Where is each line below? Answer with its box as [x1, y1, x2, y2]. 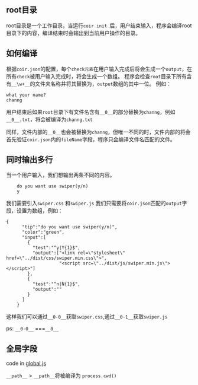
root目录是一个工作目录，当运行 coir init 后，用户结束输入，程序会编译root [6, 22, 192, 29]
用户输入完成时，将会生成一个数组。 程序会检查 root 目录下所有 [34, 72, 187, 79]
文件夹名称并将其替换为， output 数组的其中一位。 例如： [35, 80, 172, 87]
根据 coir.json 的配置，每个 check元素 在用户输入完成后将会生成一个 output [6, 65, 182, 72]
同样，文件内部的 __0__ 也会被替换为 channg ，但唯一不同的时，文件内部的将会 [6, 128, 191, 135]
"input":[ [21, 234, 46, 241]
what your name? [6, 92, 46, 98]
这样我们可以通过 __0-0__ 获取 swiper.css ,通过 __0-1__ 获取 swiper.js [6, 313, 168, 320]
